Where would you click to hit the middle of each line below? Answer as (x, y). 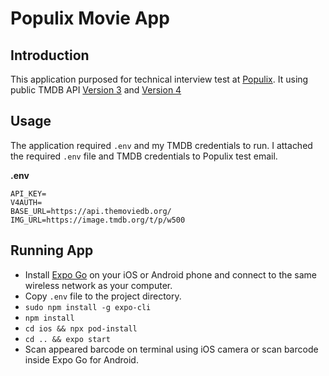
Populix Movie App (90, 18)
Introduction (50, 55)
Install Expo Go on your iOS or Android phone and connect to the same (171, 274)
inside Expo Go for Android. (81, 359)
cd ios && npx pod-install (81, 328)
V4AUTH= (26, 202)
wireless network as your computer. (98, 285)
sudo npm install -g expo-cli (88, 307)
